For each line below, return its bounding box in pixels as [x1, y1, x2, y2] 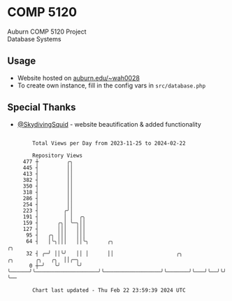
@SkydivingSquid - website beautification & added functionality [17, 120, 201, 128]
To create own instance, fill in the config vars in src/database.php [17, 81, 206, 90]
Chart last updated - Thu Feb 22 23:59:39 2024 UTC [32, 286, 187, 294]
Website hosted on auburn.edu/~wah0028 [17, 73, 140, 82]
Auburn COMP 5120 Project [7, 27, 87, 36]
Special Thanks [7, 101, 76, 113]
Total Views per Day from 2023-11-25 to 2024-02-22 [32, 139, 187, 147]
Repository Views [32, 152, 82, 159]
